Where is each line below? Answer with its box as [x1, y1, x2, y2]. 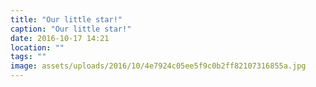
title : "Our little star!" [10, 14, 123, 25]
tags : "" [10, 52, 47, 62]
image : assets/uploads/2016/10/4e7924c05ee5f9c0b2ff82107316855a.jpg [10, 61, 307, 71]
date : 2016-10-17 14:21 [10, 33, 110, 43]
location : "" [10, 42, 65, 53]
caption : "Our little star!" [10, 24, 132, 34]
